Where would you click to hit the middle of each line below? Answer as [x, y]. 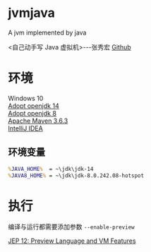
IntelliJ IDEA [25, 128]
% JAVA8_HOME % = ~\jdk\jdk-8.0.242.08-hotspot [76, 175]
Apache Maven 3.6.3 [38, 121]
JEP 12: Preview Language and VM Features [72, 241]
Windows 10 [26, 98]
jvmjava [32, 13]
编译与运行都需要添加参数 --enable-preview [71, 227]
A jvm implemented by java [47, 32]
